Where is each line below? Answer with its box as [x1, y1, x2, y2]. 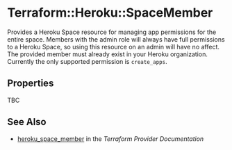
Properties [7, 78, 54, 90]
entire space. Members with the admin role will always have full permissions [7, 35, 225, 43]
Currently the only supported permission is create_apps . [7, 57, 168, 65]
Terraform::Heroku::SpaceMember [7, 5, 213, 21]
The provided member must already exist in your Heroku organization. [7, 50, 208, 58]
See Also [7, 116, 47, 128]
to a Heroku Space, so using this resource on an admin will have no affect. [7, 42, 220, 51]
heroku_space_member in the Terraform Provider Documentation [17, 134, 204, 143]
